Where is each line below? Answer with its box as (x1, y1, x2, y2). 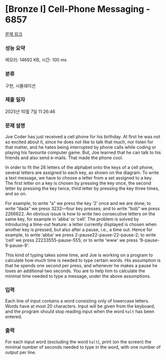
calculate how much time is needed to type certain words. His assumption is (5, 257, 161, 263)
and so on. (5, 191, 27, 197)
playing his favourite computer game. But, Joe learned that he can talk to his (5, 150, 161, 156)
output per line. (5, 349, 36, 355)
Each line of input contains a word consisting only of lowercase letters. (5, 298, 150, 304)
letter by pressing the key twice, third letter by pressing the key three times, (5, 185, 160, 191)
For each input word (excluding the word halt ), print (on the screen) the (5, 339, 152, 345)
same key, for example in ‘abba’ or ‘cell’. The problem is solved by (5, 216, 139, 222)
